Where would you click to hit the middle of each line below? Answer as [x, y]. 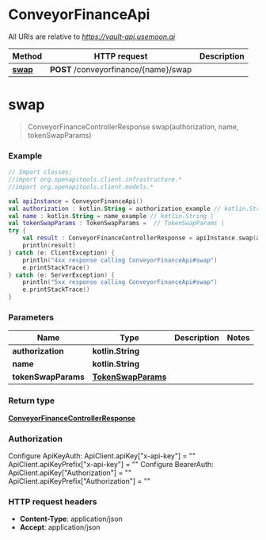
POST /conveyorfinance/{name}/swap [121, 69]
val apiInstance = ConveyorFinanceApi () [76, 201]
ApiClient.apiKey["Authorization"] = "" [70, 473]
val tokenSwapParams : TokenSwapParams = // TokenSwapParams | [116, 224]
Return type [32, 400]
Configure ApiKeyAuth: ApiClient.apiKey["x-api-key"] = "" [102, 456]
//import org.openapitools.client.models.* [81, 187]
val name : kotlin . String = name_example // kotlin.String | [111, 216]
